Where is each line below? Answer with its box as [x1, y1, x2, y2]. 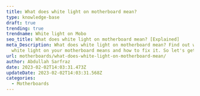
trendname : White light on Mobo [6, 31, 86, 37]
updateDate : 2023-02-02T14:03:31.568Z [6, 70, 102, 76]
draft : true [6, 20, 36, 26]
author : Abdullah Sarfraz [6, 58, 70, 64]
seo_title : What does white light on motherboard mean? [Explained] [6, 36, 180, 42]
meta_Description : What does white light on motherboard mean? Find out [6, 42, 190, 48]
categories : [6, 75, 36, 81]
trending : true [6, 25, 44, 32]
